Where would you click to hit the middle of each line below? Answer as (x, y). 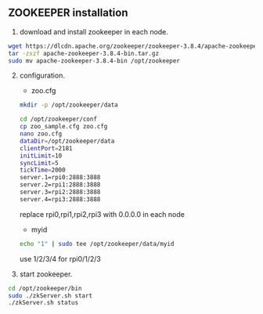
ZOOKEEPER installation (68, 13)
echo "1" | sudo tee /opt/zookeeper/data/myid (97, 244)
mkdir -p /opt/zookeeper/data (69, 105)
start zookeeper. (46, 274)
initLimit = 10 (41, 156)
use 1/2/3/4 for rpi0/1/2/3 (60, 258)
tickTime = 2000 (42, 170)
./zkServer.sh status (43, 303)
